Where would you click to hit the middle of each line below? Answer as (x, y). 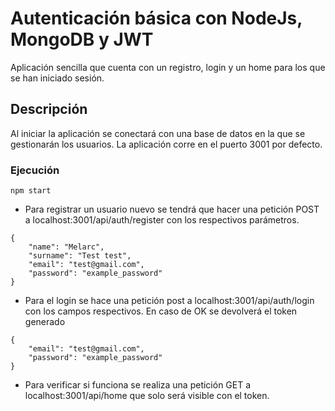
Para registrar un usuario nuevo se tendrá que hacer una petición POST (172, 209)
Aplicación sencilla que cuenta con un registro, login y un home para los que (168, 67)
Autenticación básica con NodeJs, (156, 18)
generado (45, 322)
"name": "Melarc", (66, 247)
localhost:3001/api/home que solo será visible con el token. (147, 396)
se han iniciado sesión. (57, 78)
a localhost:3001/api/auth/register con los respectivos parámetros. (162, 220)
